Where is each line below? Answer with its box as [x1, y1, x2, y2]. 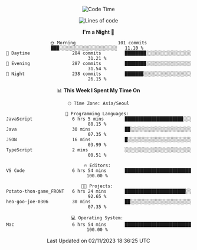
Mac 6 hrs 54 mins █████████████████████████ [6, 222, 191, 228]
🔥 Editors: [83, 163, 111, 168]
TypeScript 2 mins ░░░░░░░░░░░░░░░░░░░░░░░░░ [6, 147, 191, 153]
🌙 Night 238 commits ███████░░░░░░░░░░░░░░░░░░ [6, 71, 191, 77]
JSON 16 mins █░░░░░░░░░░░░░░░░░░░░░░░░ [6, 137, 191, 142]
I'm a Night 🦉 [83, 28, 114, 35]
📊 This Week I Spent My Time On [57, 87, 140, 94]
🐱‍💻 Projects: [81, 183, 113, 189]
